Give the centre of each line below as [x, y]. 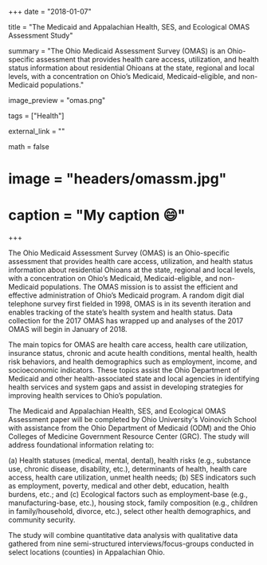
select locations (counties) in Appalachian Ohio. [87, 552]
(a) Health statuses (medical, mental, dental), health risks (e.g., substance [130, 460]
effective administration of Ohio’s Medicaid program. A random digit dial [126, 295]
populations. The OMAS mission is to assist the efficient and [139, 287]
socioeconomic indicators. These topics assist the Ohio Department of [124, 370]
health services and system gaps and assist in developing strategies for [126, 387]
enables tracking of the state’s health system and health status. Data [121, 312]
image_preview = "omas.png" [57, 100]
